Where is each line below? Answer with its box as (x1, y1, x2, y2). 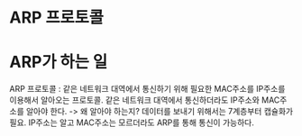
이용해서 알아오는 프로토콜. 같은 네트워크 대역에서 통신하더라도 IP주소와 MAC (9, 95, 280, 105)
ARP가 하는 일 (9, 52, 108, 72)
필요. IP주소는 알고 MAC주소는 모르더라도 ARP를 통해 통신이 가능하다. (9, 117, 254, 128)
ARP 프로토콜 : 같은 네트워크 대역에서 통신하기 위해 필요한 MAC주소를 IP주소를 (9, 84, 286, 95)
